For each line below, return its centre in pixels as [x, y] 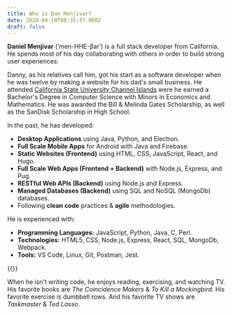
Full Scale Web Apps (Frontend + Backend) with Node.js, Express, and [119, 169]
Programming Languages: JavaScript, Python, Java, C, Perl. [105, 233]
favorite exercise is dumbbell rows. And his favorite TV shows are [101, 297]
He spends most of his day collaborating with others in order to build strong [116, 54]
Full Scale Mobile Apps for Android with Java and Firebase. [103, 147]
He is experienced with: [41, 219]
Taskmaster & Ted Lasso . [44, 304]
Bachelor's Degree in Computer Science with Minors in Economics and [109, 97]
